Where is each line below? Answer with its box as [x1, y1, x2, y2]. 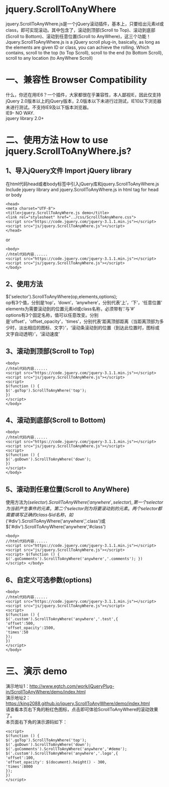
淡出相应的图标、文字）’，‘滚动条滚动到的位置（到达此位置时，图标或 [19, 324, 160, 330]
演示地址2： [6, 695, 31, 701]
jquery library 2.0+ [6, 115, 44, 121]
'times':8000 [6, 764, 33, 769]
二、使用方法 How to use [6, 135, 108, 146]
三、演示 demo [6, 665, 67, 677]
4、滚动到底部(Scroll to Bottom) [6, 416, 106, 424]
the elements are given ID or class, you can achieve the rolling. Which [6, 44, 150, 50]
